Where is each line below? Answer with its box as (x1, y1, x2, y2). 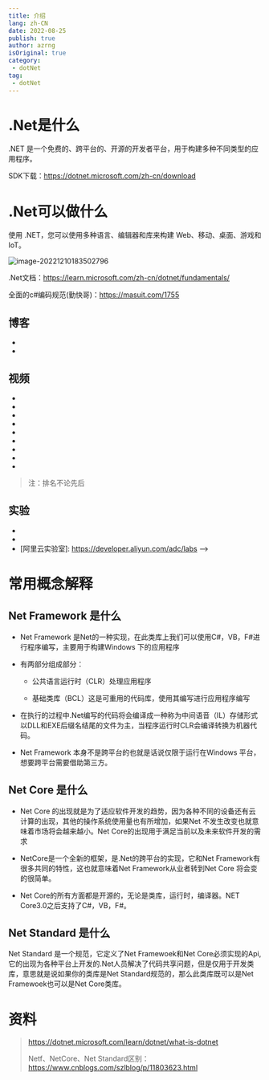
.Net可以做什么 (8, 202, 108, 221)
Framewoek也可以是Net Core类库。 (8, 979, 126, 988)
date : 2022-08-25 (8, 26, 67, 35)
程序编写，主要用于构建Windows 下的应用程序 (26, 642, 180, 651)
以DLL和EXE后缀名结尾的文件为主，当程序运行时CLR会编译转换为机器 (19, 720, 251, 730)
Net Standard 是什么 (8, 927, 111, 940)
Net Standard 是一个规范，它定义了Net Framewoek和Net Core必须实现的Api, (8, 949, 262, 959)
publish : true (8, 34, 56, 43)
